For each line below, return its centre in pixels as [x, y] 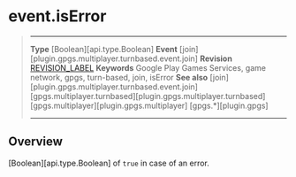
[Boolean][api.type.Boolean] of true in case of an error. [109, 163]
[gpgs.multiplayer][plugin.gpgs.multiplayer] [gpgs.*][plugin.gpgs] [149, 105]
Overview [36, 142]
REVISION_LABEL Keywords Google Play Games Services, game [148, 67]
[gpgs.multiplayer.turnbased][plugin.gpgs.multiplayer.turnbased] [148, 96]
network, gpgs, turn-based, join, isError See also [119, 77]
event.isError [57, 16]
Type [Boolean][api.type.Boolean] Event [103, 49]
